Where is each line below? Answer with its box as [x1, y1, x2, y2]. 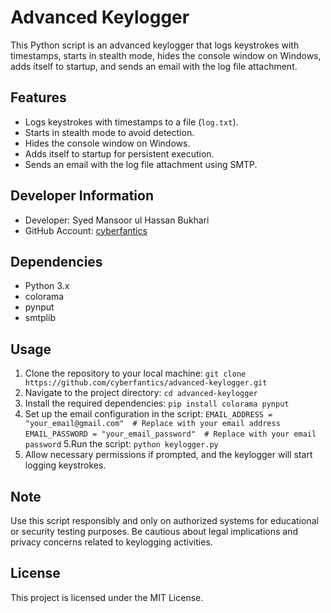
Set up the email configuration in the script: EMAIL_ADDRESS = [24, 408, 273, 420]
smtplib [24, 312, 56, 324]
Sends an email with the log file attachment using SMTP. [24, 158, 258, 170]
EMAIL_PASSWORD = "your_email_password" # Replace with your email [24, 429, 317, 440]
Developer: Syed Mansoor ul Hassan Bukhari [24, 214, 210, 226]
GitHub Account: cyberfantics [24, 224, 148, 236]
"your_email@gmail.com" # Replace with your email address [24, 419, 281, 429]
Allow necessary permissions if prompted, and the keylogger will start [24, 449, 313, 461]
